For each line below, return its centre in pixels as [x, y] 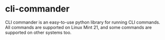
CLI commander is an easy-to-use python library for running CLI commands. [83, 22]
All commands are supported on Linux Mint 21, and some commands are [79, 27]
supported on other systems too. [38, 32]
